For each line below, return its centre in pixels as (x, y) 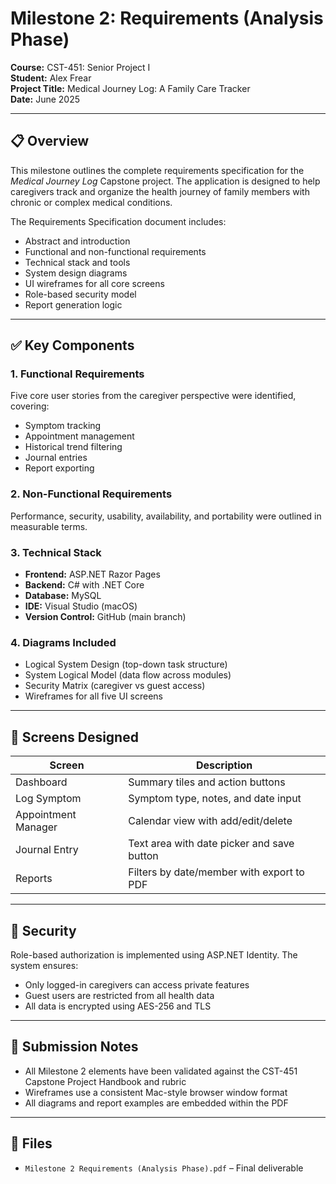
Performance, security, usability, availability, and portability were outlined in (166, 516)
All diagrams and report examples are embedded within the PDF (156, 1103)
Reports (34, 879)
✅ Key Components (72, 345)
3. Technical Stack (56, 552)
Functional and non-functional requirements (115, 251)
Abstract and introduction (77, 241)
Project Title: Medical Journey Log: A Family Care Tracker (130, 88)
